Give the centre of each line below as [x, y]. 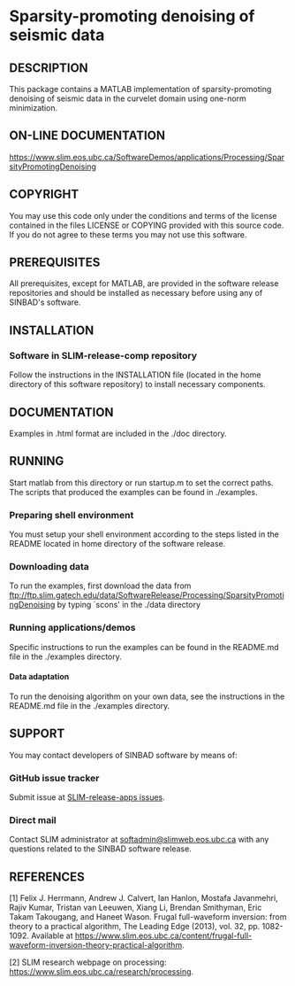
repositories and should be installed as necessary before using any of [136, 293]
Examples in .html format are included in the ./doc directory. [118, 433]
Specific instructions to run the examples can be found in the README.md [144, 647]
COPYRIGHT [44, 194]
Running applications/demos [72, 628]
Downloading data [49, 566]
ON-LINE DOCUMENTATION [87, 136]
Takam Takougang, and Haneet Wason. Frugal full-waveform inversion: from [148, 917]
